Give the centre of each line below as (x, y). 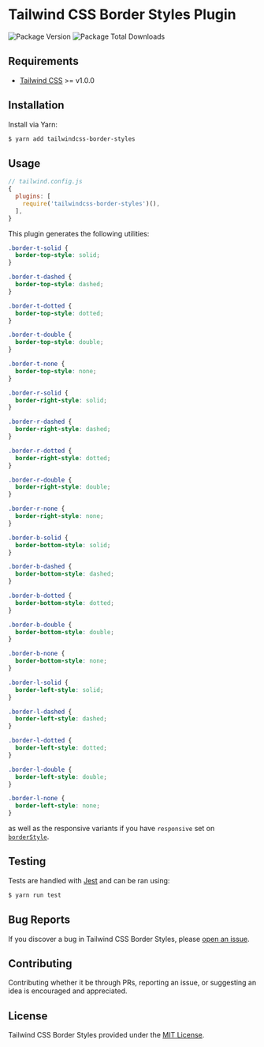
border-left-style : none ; (58, 806)
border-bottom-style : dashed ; (65, 574)
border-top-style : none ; (56, 371)
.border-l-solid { (38, 682)
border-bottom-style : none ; (61, 661)
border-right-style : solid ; (61, 400)
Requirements (43, 61)
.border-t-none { (37, 364)
